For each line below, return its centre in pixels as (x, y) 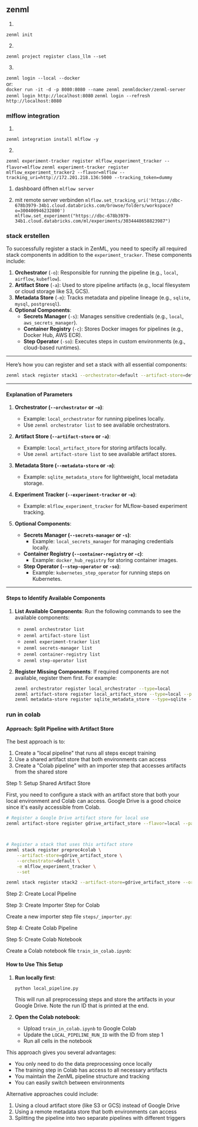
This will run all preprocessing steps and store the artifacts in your (95, 999)
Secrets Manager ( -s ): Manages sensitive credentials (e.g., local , (103, 316)
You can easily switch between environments (70, 1083)
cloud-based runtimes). (52, 348)
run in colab (24, 715)
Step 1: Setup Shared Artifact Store (48, 784)
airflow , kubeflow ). (38, 279)
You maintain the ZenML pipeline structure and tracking (82, 1076)
